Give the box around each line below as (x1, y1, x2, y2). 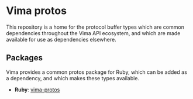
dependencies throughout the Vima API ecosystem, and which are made (6, 29, 181, 36)
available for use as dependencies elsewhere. (6, 36, 116, 43)
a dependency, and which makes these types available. (6, 74, 139, 81)
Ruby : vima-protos (14, 86, 60, 93)
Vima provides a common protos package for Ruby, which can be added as (6, 69, 187, 76)
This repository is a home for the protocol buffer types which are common (6, 23, 184, 30)
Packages (6, 53, 43, 63)
